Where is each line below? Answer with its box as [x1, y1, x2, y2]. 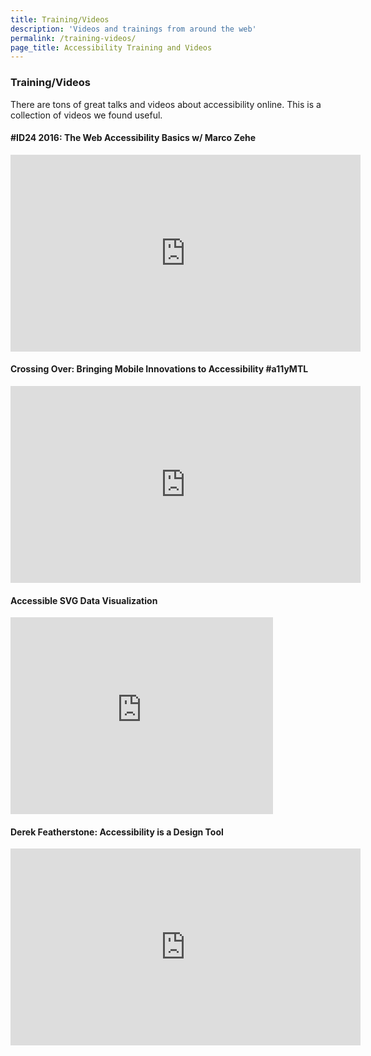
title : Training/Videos [10, 14, 110, 25]
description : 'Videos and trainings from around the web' [10, 24, 257, 34]
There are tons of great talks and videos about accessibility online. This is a [10, 98, 322, 110]
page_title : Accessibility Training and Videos [10, 42, 213, 53]
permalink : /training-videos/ [10, 33, 137, 43]
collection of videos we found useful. [10, 109, 163, 121]
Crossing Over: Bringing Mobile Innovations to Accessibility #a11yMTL [10, 363, 309, 375]
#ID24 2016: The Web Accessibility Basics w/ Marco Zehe [10, 132, 257, 144]
